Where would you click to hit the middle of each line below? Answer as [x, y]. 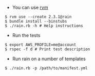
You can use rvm [30, 7]
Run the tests [26, 35]
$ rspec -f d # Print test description [47, 49]
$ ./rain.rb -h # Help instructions [44, 26]
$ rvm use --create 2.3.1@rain [38, 17]
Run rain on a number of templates [49, 59]
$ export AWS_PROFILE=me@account [41, 45]
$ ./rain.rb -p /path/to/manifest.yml [46, 68]
